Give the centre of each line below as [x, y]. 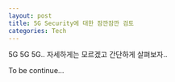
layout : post [30, 16]
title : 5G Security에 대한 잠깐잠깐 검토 [71, 23]
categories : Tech [37, 31]
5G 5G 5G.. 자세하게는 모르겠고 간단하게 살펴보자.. [88, 55]
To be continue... [36, 71]
